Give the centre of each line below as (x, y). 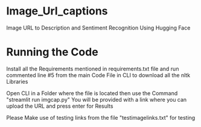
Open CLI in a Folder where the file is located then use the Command (92, 93)
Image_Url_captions (57, 11)
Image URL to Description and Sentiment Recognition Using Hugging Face (98, 28)
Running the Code (52, 52)
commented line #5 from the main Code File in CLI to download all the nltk (98, 75)
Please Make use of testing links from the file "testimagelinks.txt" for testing (101, 117)
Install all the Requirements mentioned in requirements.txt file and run (93, 69)
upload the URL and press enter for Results (60, 106)
